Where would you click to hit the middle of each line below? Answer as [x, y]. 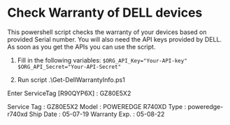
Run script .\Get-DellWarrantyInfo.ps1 [71, 80]
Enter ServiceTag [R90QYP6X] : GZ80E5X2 [69, 93]
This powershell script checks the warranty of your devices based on [107, 32]
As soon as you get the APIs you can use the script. [81, 47]
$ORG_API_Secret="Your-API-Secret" [69, 67]
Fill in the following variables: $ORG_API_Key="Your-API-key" [102, 60]
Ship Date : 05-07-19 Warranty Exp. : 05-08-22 [97, 114]
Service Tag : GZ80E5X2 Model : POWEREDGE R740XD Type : [97, 106]
